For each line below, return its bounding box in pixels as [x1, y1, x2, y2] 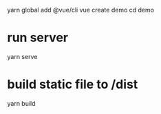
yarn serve [7, 52, 38, 60]
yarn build [7, 99, 36, 107]
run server [7, 30, 69, 45]
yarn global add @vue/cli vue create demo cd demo [7, 6, 155, 14]
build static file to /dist [7, 77, 138, 92]
